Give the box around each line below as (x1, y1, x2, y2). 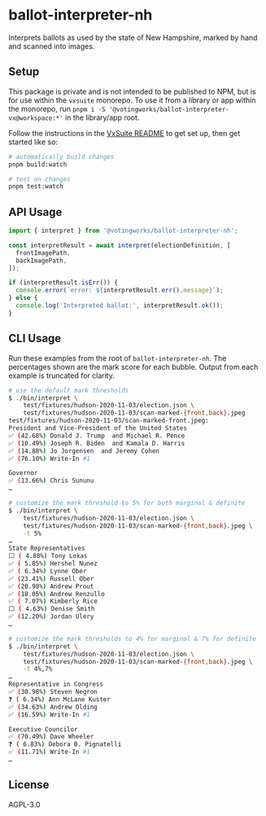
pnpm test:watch (8, 182, 63, 191)
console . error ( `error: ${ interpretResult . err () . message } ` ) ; (15, 287, 224, 295)
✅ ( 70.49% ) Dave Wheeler (8, 733, 94, 741)
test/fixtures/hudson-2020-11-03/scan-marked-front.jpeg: (8, 417, 209, 425)
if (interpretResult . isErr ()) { (8, 279, 118, 287)
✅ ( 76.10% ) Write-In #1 (8, 454, 91, 463)
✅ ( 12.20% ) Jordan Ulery (8, 612, 94, 621)
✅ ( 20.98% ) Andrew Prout (8, 582, 94, 590)
